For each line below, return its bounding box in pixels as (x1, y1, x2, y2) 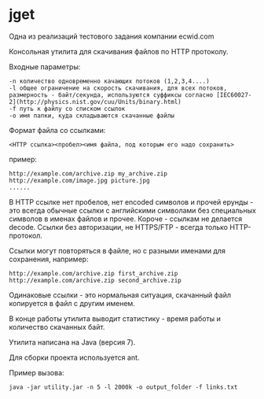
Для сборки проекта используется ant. (9, 353, 140, 362)
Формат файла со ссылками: (9, 125, 106, 135)
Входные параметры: (9, 61, 81, 72)
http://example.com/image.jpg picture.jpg (9, 176, 150, 184)
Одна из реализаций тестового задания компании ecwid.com (9, 31, 214, 41)
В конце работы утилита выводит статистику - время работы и (9, 313, 221, 323)
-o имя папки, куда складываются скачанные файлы (9, 112, 175, 120)
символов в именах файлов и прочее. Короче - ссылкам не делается (9, 214, 243, 224)
